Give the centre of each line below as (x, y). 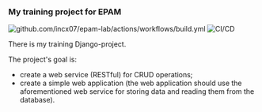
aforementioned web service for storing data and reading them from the (137, 91)
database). (37, 100)
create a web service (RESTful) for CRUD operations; (106, 75)
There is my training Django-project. (67, 44)
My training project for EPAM (65, 12)
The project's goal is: (43, 60)
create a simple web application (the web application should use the (131, 83)
